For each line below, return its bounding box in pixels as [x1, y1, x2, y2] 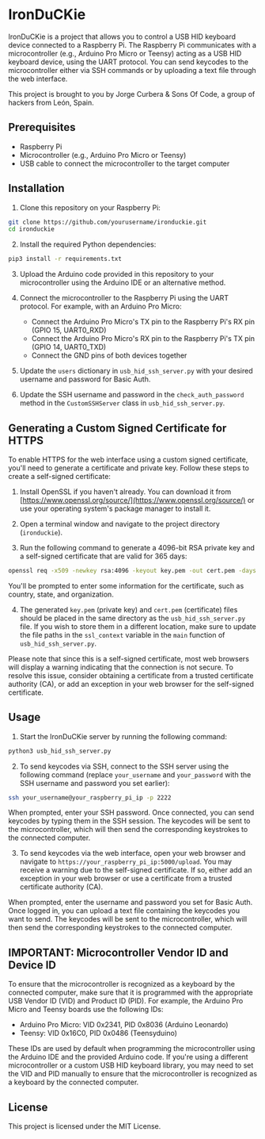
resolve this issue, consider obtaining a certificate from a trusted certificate [8, 670, 254, 680]
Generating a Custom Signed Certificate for [8, 421, 227, 435]
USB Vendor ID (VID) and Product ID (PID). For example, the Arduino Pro [8, 996, 244, 1006]
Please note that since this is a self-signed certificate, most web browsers [8, 654, 249, 663]
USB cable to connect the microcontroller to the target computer [19, 159, 230, 168]
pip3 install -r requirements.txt [8, 255, 123, 263]
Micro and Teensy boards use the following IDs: [8, 1005, 164, 1014]
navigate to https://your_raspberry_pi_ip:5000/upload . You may [19, 857, 232, 866]
